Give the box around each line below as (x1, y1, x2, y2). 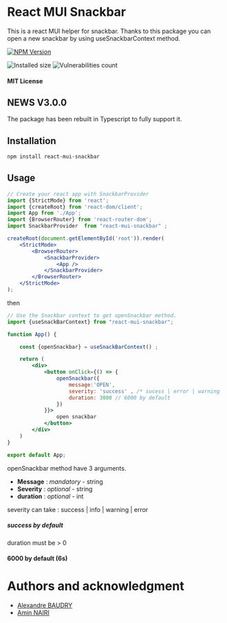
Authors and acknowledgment (7, 578, 184, 594)
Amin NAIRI (17, 609, 50, 617)
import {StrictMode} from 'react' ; (7, 197, 109, 204)
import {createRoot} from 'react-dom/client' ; (7, 203, 143, 210)
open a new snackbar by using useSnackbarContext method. (7, 34, 181, 42)
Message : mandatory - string (17, 477, 103, 486)
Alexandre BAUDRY (17, 601, 73, 610)
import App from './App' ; (7, 210, 81, 217)
